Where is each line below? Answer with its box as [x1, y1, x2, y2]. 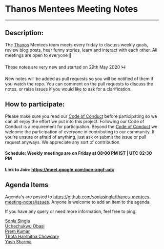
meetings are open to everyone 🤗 [5, 52, 72, 58]
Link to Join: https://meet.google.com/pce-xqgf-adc [5, 166, 115, 172]
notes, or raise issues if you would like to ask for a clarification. [5, 86, 132, 92]
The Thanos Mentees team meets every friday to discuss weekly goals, [5, 41, 149, 47]
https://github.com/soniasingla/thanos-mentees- [53, 194, 151, 200]
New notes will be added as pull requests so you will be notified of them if [5, 76, 154, 82]
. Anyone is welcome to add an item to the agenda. [48, 199, 151, 205]
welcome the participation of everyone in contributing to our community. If [5, 128, 155, 135]
